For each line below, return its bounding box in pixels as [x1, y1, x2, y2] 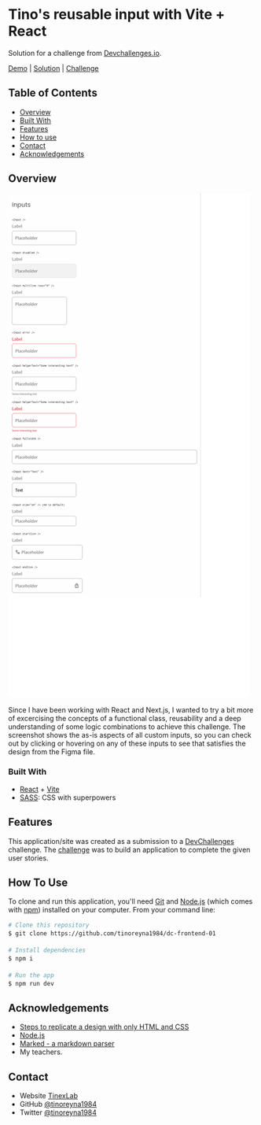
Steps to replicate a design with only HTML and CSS [19, 1022, 189, 1032]
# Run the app [8, 971, 55, 979]
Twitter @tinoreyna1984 [19, 1108, 97, 1117]
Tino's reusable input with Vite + [8, 6, 226, 24]
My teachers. [19, 1047, 63, 1057]
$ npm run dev [8, 979, 55, 987]
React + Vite [19, 784, 61, 794]
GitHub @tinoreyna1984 [19, 1100, 97, 1109]
